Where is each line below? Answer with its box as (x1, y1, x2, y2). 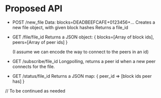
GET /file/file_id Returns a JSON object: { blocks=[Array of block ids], (12, 34, 155, 40)
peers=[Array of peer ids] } (12, 39, 68, 45)
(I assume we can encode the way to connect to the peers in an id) (12, 49, 149, 55)
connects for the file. (12, 64, 55, 69)
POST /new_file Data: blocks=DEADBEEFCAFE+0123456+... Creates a (12, 19, 155, 25)
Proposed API (5, 3, 63, 14)
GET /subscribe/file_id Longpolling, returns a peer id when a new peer (12, 58, 156, 64)
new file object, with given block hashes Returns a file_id (12, 24, 129, 30)
